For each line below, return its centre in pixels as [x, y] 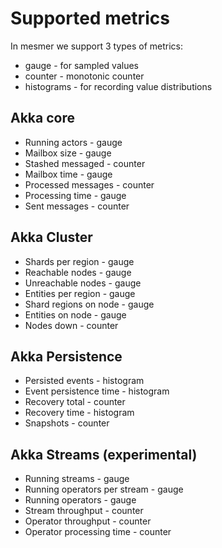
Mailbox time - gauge [68, 174]
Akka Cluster [51, 237]
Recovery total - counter [75, 402]
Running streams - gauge [77, 479]
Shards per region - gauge [79, 261]
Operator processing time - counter [98, 532]
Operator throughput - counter [88, 521]
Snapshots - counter [67, 423]
